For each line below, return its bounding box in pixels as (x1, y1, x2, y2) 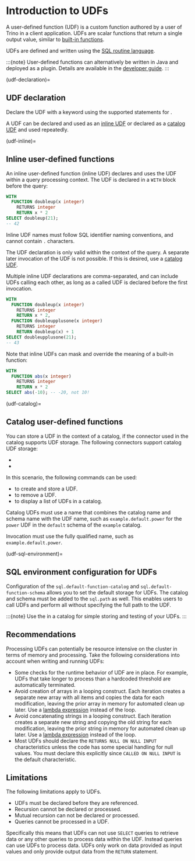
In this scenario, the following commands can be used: (6, 473, 137, 480)
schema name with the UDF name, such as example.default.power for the (6, 515, 182, 522)
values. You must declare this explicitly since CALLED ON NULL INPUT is (14, 749, 181, 756)
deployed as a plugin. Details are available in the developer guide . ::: (6, 64, 170, 71)
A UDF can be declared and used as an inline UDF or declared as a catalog (6, 120, 185, 127)
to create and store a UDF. (14, 485, 78, 492)
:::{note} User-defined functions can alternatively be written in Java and (6, 58, 179, 65)
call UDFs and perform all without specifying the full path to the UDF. (6, 601, 172, 608)
